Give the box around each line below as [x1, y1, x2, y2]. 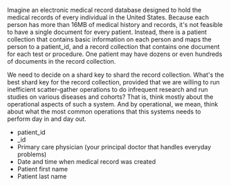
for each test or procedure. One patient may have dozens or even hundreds [7, 50, 223, 58]
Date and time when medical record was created [17, 158, 156, 165]
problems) [17, 150, 47, 158]
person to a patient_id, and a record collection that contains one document [7, 43, 220, 50]
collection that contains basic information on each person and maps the [7, 35, 212, 44]
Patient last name [17, 172, 67, 180]
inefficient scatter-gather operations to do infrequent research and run [7, 86, 208, 93]
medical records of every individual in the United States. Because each [7, 13, 210, 21]
